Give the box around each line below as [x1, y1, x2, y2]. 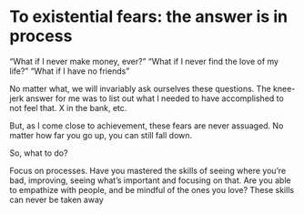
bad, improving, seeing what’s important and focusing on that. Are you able [9, 175, 291, 186]
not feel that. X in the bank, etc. [9, 102, 127, 113]
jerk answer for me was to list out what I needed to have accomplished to [9, 93, 284, 104]
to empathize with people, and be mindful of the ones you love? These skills [9, 184, 294, 195]
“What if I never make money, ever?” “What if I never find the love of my [9, 56, 279, 66]
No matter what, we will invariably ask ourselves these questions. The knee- [9, 83, 296, 94]
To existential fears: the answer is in [9, 6, 289, 27]
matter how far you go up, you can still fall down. [9, 129, 193, 140]
